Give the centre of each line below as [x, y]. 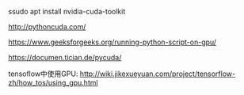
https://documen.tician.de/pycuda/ [65, 57]
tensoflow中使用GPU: [43, 74]
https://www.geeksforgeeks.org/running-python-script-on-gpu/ [112, 42]
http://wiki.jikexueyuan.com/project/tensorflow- [158, 74]
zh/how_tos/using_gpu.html [53, 83]
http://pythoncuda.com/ [47, 27]
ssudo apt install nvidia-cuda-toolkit [67, 11]
